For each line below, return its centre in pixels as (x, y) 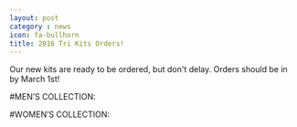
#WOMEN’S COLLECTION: (60, 114)
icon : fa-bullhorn (44, 35)
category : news (40, 26)
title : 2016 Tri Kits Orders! (67, 43)
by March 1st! (35, 79)
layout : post (34, 18)
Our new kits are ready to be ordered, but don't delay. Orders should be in (148, 69)
